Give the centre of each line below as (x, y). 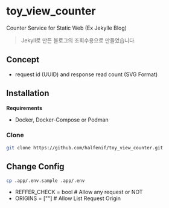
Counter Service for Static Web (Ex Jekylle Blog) (66, 28)
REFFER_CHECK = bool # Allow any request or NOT (79, 192)
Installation (28, 93)
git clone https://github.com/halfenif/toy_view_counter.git (85, 148)
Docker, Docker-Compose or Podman (62, 120)
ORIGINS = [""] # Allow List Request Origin (68, 198)
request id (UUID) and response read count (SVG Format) (86, 74)
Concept (23, 60)
